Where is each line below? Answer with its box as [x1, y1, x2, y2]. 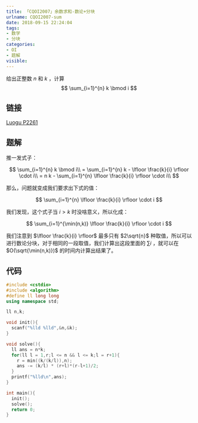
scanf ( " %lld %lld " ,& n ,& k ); [11, 325, 78, 331]
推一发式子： [6, 154, 37, 161]
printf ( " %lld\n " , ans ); [11, 374, 67, 380]
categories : [6, 42, 35, 48]
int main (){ [6, 390, 35, 396]
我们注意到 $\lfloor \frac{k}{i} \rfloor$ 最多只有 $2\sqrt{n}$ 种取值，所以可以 [6, 232, 192, 239]
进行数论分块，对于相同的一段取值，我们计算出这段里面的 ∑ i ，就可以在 [6, 240, 179, 247]
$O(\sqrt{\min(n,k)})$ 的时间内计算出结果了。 [6, 247, 117, 254]
